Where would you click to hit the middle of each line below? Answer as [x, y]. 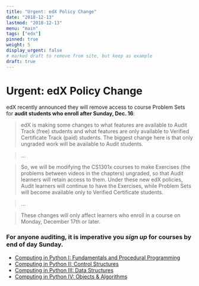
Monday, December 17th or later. [61, 222]
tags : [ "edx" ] [24, 34]
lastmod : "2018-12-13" [34, 23]
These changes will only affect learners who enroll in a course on [100, 215]
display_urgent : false [34, 51]
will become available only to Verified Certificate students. [92, 192]
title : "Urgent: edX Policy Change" [51, 12]
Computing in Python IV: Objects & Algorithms [71, 276]
